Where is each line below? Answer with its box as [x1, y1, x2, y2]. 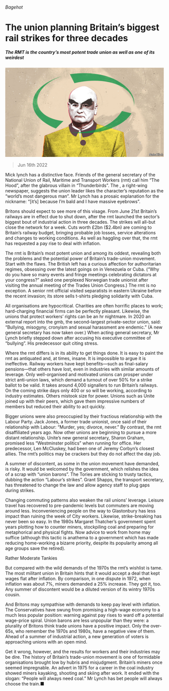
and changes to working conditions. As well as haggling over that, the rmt [5, 235, 158, 241]
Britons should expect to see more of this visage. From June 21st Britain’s [5, 208, 157, 214]
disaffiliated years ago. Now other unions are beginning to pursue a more [5, 429, 157, 435]
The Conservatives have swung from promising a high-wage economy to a [5, 607, 160, 613]
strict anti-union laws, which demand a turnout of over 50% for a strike [5, 377, 152, 383]
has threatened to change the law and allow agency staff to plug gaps [5, 482, 150, 488]
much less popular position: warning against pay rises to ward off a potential [5, 612, 164, 618]
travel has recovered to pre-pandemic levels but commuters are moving [5, 502, 154, 509]
